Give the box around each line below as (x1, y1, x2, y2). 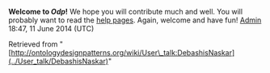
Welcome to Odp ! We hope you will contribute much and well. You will (8, 7, 243, 16)
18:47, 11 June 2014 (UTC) (8, 24, 95, 33)
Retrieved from (8, 39, 58, 49)
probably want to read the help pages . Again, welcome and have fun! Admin (8, 15, 262, 25)
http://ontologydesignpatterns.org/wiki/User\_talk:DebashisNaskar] (11, 48, 235, 57)
